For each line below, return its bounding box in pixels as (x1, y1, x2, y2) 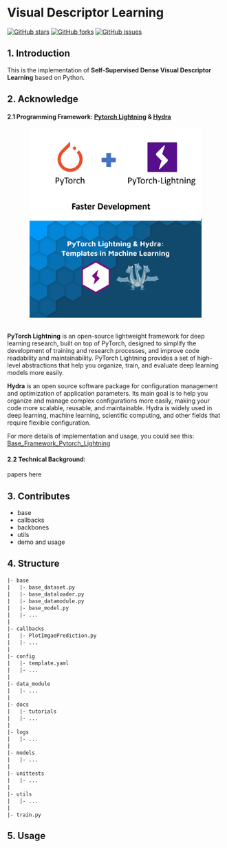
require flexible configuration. (7, 418, 91, 427)
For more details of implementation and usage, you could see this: (7, 432, 195, 441)
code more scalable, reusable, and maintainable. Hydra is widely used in (7, 404, 213, 412)
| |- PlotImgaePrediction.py (7, 632, 97, 639)
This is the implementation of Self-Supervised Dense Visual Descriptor (7, 65, 212, 74)
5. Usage (7, 830, 46, 842)
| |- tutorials (7, 708, 57, 715)
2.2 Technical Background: (7, 455, 86, 463)
